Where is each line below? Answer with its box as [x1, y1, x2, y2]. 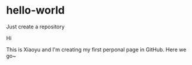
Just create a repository [6, 23, 65, 30]
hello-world [6, 4, 65, 17]
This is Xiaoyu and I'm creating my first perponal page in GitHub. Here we [6, 45, 187, 53]
